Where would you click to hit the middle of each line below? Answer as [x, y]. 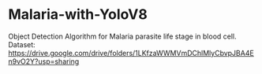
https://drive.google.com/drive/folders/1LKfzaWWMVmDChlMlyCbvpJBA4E [131, 53]
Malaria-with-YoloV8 [78, 15]
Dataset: [22, 44]
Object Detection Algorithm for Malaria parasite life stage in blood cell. [122, 36]
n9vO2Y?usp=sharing [44, 61]
